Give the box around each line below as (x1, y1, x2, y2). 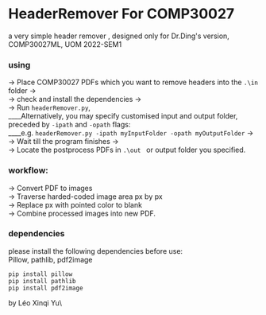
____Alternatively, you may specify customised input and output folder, (8, 111, 238, 121)
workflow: (8, 165, 49, 176)
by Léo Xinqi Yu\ (8, 297, 62, 307)
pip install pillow (8, 270, 73, 278)
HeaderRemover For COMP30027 (8, 5, 235, 23)
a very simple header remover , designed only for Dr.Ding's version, (8, 31, 230, 41)
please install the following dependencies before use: (8, 246, 183, 255)
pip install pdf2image (8, 284, 83, 292)
